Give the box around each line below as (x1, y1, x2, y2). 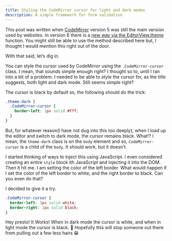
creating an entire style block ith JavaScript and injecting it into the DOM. (5, 159, 161, 165)
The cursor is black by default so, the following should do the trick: (5, 89, 146, 95)
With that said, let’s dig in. (5, 52, 60, 59)
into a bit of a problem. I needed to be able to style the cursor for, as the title (5, 73, 166, 80)
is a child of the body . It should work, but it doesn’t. (20, 143, 127, 150)
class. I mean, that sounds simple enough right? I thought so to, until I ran (5, 68, 160, 75)
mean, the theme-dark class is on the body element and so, (5, 138, 128, 144)
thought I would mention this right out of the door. (5, 43, 110, 49)
